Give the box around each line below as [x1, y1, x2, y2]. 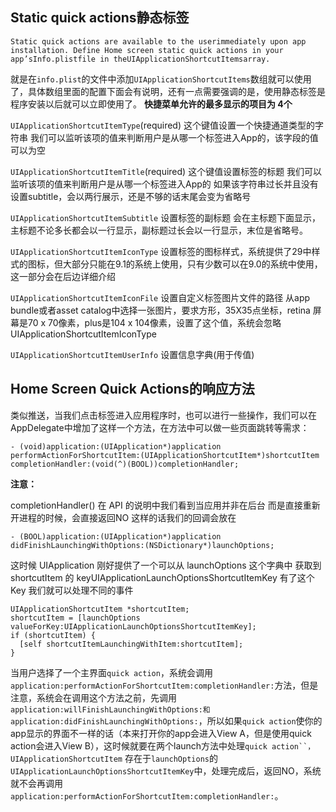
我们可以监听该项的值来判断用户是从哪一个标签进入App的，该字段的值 [29, 131, 319, 143]
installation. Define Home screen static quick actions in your [10, 45, 284, 55]
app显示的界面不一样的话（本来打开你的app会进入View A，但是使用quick [10, 727, 312, 739]
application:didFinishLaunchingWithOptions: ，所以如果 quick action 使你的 [10, 714, 323, 727]
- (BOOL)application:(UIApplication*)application [10, 531, 222, 542]
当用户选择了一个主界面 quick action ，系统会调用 [10, 666, 213, 678]
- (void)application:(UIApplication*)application [10, 441, 222, 452]
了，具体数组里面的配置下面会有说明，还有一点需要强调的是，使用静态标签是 [10, 85, 326, 97]
